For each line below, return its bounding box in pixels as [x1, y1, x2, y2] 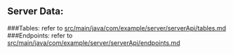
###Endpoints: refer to [7, 31, 73, 39]
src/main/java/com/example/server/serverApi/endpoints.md [7, 38, 180, 47]
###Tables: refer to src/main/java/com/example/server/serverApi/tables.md [7, 24, 227, 32]
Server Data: [7, 6, 64, 17]
